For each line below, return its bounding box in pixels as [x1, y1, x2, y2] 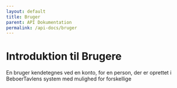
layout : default [6, 8, 46, 15]
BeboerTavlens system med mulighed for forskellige [6, 75, 132, 82]
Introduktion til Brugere [6, 50, 122, 63]
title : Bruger [6, 14, 41, 20]
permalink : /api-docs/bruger [6, 24, 77, 31]
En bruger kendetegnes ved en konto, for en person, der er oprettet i [6, 69, 172, 76]
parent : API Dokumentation [6, 19, 72, 25]
